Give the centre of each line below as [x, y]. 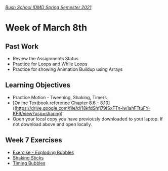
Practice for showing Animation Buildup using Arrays [68, 69]
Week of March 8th [46, 28]
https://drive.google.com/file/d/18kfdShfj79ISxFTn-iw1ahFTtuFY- [83, 108]
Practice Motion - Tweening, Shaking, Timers [60, 97]
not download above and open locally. [52, 124]
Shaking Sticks [28, 158]
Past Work [22, 46]
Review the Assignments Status [45, 58]
